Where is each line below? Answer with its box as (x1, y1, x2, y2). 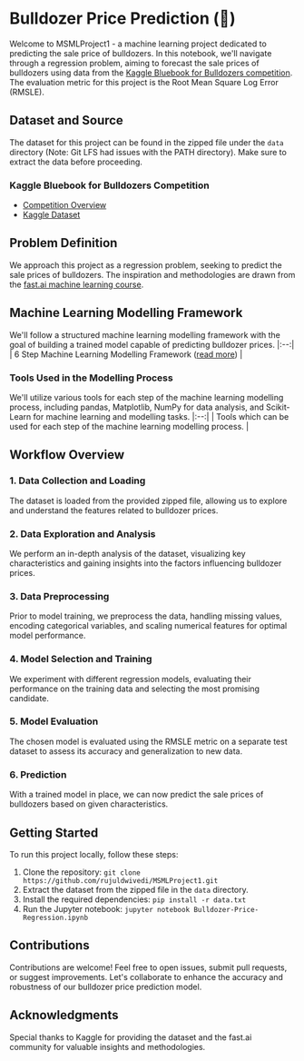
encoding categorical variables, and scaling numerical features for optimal (9, 620, 288, 631)
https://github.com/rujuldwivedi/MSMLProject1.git (22, 876, 219, 885)
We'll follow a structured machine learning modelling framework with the (9, 329, 281, 340)
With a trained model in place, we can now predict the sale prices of (9, 789, 264, 800)
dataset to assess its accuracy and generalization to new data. (9, 745, 243, 757)
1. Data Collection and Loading (9, 474, 146, 487)
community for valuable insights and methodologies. (9, 1041, 206, 1052)
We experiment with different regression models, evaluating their (9, 673, 252, 684)
